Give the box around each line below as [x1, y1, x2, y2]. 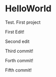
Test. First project [5, 19, 41, 25]
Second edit [5, 38, 30, 44]
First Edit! [5, 29, 25, 35]
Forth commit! [5, 57, 33, 63]
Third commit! [5, 48, 33, 54]
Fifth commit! [5, 67, 32, 73]
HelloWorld [5, 3, 52, 14]
